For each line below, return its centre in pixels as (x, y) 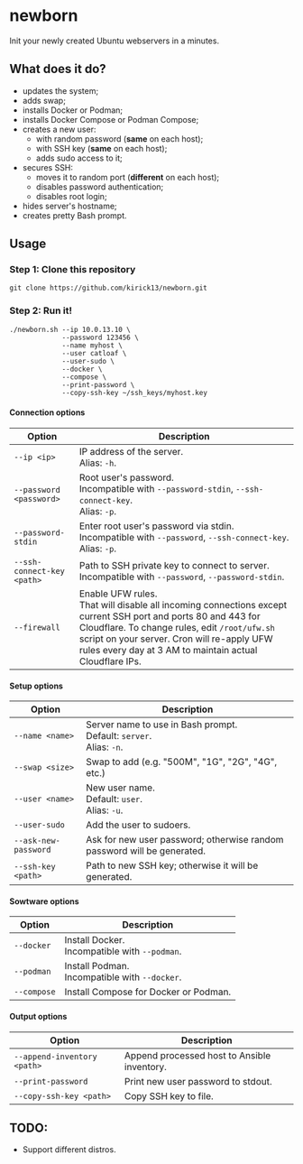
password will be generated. (145, 851)
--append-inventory (55, 1056)
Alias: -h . (98, 463)
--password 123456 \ (101, 337)
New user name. (120, 788)
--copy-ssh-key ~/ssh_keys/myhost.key (134, 393)
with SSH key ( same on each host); (101, 148)
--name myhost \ (92, 345)
